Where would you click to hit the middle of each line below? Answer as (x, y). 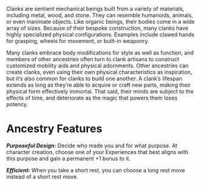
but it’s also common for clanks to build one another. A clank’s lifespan (94, 79)
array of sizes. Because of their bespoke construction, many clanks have (97, 28)
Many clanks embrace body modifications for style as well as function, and (100, 53)
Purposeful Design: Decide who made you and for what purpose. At (92, 146)
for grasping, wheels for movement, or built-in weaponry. (78, 41)
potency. (17, 104)
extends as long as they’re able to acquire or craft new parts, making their (99, 85)
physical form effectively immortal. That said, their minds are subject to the (100, 91)
